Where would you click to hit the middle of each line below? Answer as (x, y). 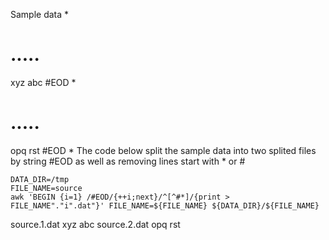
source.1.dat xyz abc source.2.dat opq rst (95, 224)
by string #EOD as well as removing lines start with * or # (128, 161)
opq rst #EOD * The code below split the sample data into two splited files (163, 150)
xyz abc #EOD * (43, 82)
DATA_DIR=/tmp (40, 179)
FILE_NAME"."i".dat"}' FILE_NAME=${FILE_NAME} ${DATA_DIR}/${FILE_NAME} (165, 205)
